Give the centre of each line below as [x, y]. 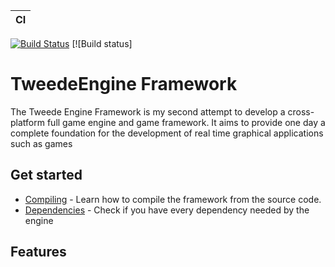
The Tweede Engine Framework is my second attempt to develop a [148, 111]
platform [27, 122]
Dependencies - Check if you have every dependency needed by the [167, 210]
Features [38, 252]
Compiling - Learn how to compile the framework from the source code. [173, 199]
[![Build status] [102, 43]
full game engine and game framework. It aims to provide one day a [186, 122]
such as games [41, 143]
